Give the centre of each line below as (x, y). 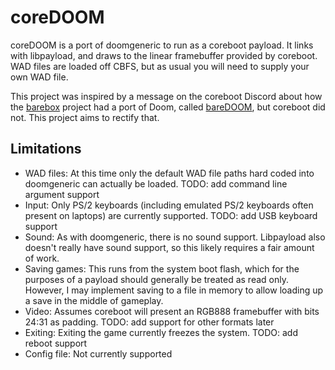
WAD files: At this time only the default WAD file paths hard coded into (169, 173)
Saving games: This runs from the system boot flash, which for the (162, 268)
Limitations (46, 149)
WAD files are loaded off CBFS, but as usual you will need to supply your (160, 66)
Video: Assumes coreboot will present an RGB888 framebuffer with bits (172, 311)
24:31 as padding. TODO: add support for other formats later (149, 322)
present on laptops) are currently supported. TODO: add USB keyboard (171, 215)
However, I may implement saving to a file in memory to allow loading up (174, 290)
